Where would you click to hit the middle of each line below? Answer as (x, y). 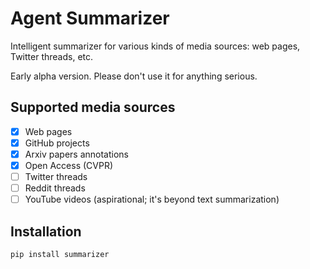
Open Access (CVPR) (69, 165)
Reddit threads (55, 188)
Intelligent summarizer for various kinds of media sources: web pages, (155, 46)
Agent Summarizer (90, 18)
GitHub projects (57, 143)
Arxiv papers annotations (77, 154)
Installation (46, 231)
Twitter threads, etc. (52, 56)
